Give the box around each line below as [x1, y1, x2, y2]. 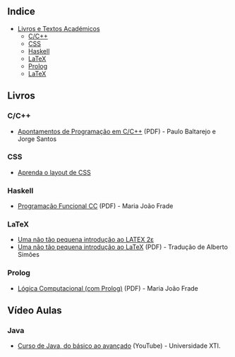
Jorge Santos [17, 134, 57, 143]
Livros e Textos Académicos [17, 24, 100, 32]
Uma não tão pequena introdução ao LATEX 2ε [17, 236, 154, 244]
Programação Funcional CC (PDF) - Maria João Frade [17, 202, 174, 210]
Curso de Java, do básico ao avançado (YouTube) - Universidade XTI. [17, 341, 221, 350]
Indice [7, 6, 35, 18]
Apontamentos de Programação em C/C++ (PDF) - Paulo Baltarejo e [17, 127, 217, 135]
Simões [17, 250, 40, 259]
